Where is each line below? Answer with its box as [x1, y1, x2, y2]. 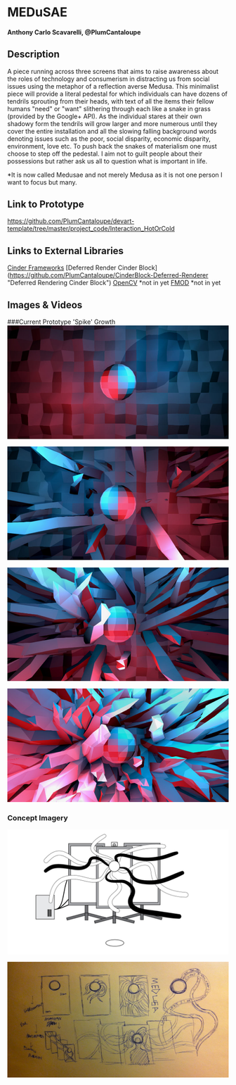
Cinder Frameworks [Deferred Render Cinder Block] [7, 263, 158, 272]
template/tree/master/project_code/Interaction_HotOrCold [7, 225, 176, 233]
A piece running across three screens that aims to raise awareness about [7, 67, 219, 75]
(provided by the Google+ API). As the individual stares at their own [7, 112, 202, 120]
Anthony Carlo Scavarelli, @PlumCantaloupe [7, 27, 141, 36]
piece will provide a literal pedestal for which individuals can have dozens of [7, 89, 228, 98]
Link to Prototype [7, 198, 84, 210]
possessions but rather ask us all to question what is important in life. [7, 156, 208, 165]
